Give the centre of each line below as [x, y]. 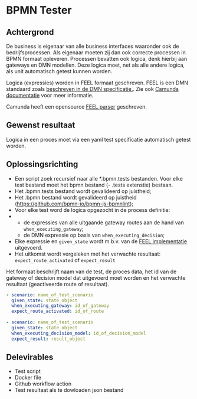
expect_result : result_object [48, 339]
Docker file [28, 378]
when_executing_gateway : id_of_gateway [60, 306]
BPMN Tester [39, 10]
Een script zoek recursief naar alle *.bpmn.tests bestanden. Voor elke [98, 178]
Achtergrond [30, 32]
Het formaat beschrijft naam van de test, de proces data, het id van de [91, 272]
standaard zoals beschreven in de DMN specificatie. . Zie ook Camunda [92, 89]
